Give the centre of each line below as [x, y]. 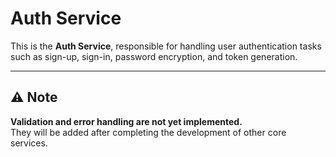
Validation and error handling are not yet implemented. [126, 121]
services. [29, 143]
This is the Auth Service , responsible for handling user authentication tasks [166, 46]
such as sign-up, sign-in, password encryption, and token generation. [154, 56]
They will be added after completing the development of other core [148, 132]
